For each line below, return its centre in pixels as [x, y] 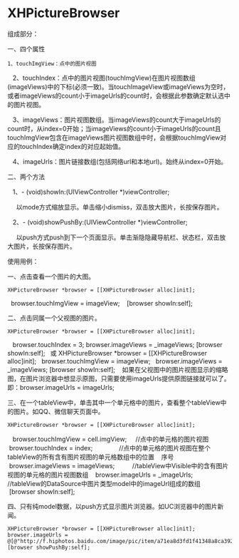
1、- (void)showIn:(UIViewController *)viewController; [91, 192]
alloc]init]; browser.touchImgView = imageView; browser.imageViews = [115, 361]
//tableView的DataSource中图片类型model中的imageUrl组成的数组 [104, 483]
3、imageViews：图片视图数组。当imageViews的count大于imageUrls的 [117, 120]
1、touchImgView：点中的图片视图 [52, 63]
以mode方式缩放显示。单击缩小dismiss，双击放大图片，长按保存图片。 [119, 207]
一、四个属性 [26, 48]
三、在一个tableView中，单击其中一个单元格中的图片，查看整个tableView [114, 402]
